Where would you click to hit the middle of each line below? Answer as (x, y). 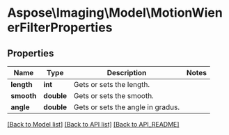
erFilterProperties (60, 27)
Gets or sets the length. (112, 85)
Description (127, 73)
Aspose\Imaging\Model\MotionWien (115, 13)
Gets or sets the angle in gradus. (126, 107)
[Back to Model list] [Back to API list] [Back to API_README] (93, 124)
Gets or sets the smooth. (114, 96)
